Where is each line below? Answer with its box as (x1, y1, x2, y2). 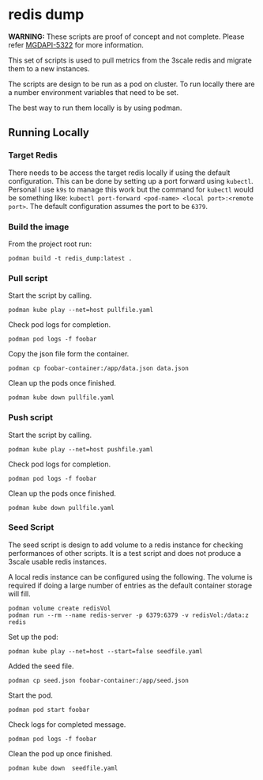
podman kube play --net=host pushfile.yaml (8, 445, 154, 453)
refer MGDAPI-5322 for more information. (8, 40, 145, 49)
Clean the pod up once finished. (8, 748, 113, 758)
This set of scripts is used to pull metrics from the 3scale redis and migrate (8, 55, 253, 65)
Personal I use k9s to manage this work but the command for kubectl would (8, 185, 254, 194)
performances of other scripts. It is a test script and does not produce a (8, 548, 242, 557)
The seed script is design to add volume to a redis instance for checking (8, 540, 243, 550)
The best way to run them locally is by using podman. (8, 103, 182, 112)
